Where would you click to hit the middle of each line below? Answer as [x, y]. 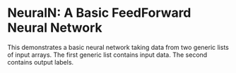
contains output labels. [41, 62]
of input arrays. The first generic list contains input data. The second [107, 55]
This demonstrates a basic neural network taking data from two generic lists [118, 47]
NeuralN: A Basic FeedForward [99, 13]
